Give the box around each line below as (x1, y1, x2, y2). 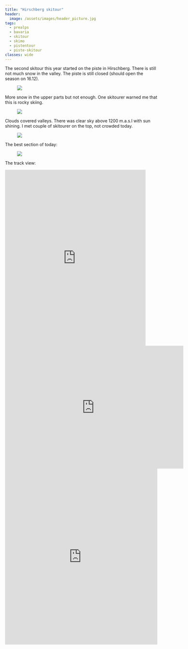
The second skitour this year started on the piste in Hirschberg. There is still (5, 66, 156, 71)
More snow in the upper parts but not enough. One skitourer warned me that (5, 94, 158, 100)
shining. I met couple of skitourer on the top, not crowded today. (5, 123, 133, 129)
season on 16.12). (5, 76, 40, 82)
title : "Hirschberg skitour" (5, 7, 64, 12)
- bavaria (9, 30, 29, 34)
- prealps (9, 25, 29, 30)
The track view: (5, 160, 36, 166)
